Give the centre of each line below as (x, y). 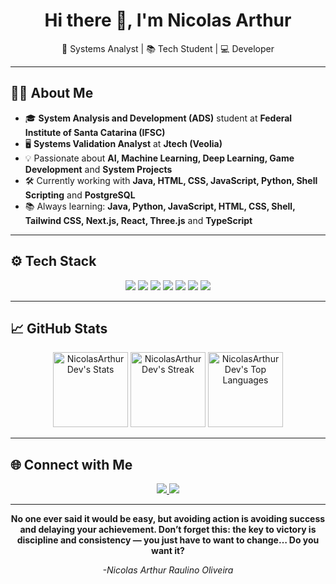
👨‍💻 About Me (52, 93)
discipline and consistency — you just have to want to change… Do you (168, 540)
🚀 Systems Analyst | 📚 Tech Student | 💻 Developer (168, 48)
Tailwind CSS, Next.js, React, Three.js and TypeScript (138, 220)
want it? (168, 551)
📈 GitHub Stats (59, 328)
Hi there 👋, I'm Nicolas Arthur (168, 20)
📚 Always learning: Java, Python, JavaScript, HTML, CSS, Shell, (160, 206)
